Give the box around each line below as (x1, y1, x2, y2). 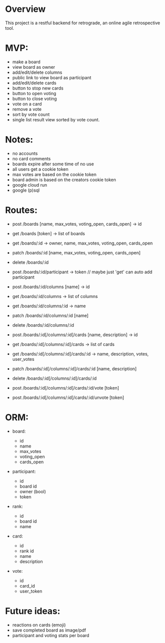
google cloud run (12, 182, 47, 188)
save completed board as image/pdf (12, 627, 86, 633)
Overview (5, 3, 46, 15)
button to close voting (12, 96, 57, 101)
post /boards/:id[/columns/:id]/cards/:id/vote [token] (12, 385, 120, 391)
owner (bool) (19, 489, 46, 495)
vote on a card (12, 100, 42, 107)
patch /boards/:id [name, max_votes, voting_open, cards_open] (12, 249, 141, 255)
